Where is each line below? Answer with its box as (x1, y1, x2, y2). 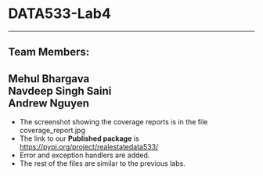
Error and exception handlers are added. (19, 150, 150, 160)
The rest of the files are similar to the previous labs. (19, 159, 186, 168)
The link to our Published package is (19, 134, 139, 143)
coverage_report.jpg (19, 126, 86, 135)
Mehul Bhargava (8, 72, 90, 85)
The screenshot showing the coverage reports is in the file (19, 117, 208, 127)
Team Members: (8, 45, 90, 59)
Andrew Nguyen (8, 96, 90, 110)
